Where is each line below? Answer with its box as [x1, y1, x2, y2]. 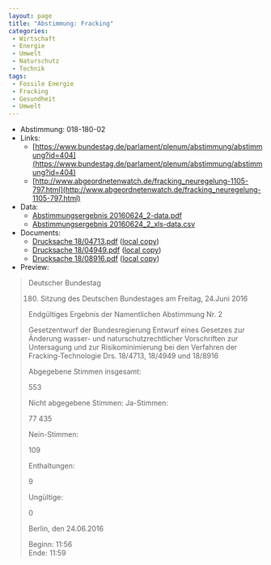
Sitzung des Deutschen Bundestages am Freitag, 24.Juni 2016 [40, 293, 248, 304]
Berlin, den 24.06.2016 [28, 524, 104, 533]
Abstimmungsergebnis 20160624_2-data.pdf [32, 211, 183, 220]
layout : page [8, 11, 53, 20]
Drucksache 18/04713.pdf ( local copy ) [32, 237, 159, 246]
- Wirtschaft [11, 34, 57, 43]
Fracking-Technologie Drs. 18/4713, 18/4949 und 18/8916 [28, 351, 219, 361]
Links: [19, 133, 40, 143]
